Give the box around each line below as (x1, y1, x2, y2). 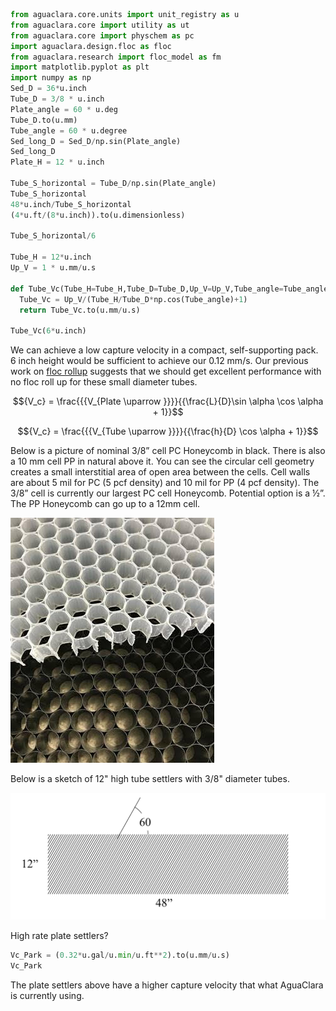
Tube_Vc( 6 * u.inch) (10, 326, 87, 336)
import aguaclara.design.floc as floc (10, 41, 172, 51)
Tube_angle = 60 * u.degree (10, 125, 128, 136)
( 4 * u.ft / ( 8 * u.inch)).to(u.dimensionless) (10, 210, 186, 220)
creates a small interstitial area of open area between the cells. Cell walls (10, 466, 311, 478)
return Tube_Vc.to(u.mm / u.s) (19, 305, 141, 315)
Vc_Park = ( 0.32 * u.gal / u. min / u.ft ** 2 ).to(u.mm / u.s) (10, 950, 230, 961)
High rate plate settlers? (10, 930, 109, 942)
